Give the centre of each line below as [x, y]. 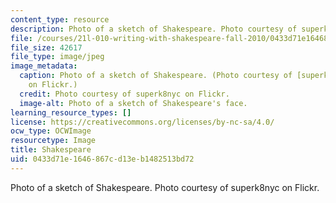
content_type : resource [60, 19]
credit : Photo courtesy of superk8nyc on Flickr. [124, 94]
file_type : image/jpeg [57, 57]
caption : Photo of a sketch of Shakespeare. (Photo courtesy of [156, 76]
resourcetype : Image [53, 141]
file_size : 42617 [46, 47]
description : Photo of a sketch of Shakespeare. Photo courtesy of [154, 29]
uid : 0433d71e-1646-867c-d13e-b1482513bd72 [102, 159]
